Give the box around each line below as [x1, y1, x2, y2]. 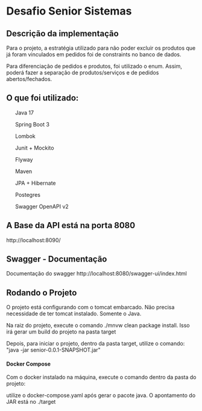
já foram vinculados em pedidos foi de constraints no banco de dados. [6, 51, 182, 58]
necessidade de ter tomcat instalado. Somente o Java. [6, 310, 142, 317]
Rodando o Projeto [6, 288, 77, 298]
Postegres [14, 191, 41, 198]
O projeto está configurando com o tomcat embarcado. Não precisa [6, 304, 175, 311]
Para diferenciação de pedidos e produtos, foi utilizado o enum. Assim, [6, 62, 183, 70]
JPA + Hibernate [14, 179, 56, 186]
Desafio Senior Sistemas [6, 4, 132, 18]
